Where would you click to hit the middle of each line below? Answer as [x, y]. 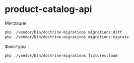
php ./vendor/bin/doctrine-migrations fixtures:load [61, 55]
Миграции [16, 23]
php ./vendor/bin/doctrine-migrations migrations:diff [63, 32]
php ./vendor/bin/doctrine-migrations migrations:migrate [67, 37]
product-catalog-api [48, 9]
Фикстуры [16, 46]
